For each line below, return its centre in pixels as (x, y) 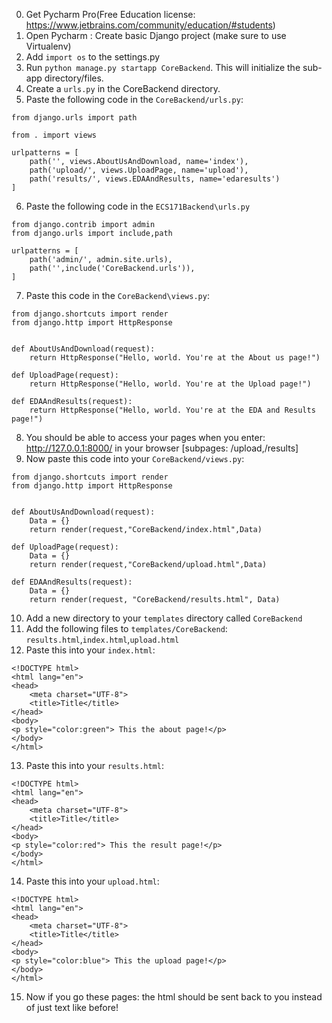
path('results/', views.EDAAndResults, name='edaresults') (155, 179)
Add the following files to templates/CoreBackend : (126, 628)
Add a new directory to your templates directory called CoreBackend (164, 618)
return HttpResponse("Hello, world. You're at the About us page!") (175, 358)
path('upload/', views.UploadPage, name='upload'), (139, 170)
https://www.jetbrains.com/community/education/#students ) (150, 25)
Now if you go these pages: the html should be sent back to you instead (174, 997)
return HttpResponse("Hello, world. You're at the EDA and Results (172, 410)
